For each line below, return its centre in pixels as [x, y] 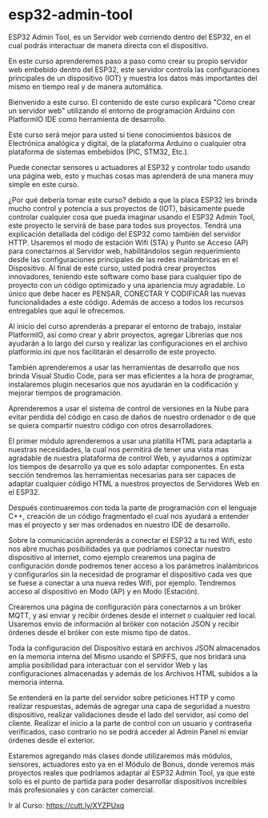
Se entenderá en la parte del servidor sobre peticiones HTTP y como [122, 697]
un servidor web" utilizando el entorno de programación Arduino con [122, 111]
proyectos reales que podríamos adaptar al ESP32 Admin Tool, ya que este [132, 772]
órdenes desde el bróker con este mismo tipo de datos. [99, 632]
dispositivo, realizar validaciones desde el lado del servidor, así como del [129, 715]
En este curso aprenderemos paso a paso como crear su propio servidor [128, 61]
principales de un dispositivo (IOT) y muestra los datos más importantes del [133, 78]
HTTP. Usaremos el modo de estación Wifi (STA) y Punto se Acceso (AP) [128, 242]
